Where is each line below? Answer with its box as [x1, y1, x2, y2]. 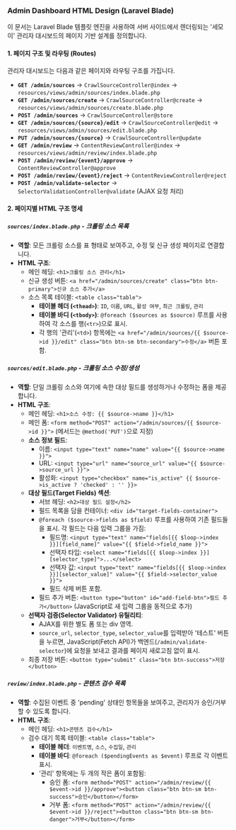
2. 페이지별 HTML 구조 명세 [7, 204, 83, 213]
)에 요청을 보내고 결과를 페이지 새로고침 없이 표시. [64, 646, 200, 655]
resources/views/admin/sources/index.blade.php [17, 89, 160, 96]
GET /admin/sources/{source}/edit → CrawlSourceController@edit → [17, 118, 219, 126]
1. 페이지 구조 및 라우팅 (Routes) [7, 49, 97, 57]
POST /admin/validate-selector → [17, 178, 118, 186]
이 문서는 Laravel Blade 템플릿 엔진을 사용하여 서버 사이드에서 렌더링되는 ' [7, 23, 213, 31]
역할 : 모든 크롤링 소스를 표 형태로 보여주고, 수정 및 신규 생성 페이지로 [17, 241, 206, 249]
